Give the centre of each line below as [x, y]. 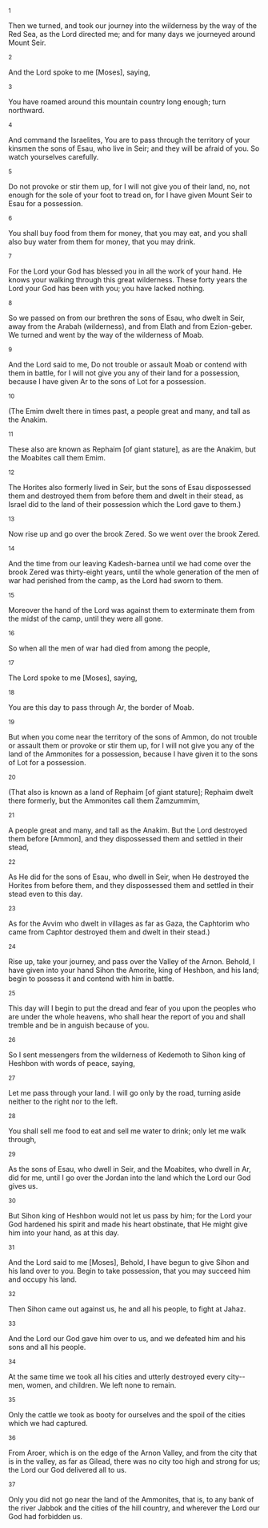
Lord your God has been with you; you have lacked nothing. [107, 288]
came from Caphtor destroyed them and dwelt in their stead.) [109, 932]
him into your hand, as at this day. [64, 1233]
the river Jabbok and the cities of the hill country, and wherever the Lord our [134, 1508]
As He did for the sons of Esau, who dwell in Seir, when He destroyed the [129, 877]
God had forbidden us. [45, 1516]
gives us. [23, 1186]
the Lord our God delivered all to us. [68, 1470]
